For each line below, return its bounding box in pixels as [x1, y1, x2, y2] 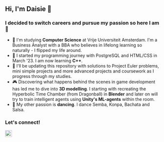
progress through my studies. [12, 73, 72, 79]
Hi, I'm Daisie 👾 [5, 5, 52, 13]
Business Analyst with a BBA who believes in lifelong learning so [12, 42, 142, 48]
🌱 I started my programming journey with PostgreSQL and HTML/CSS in [12, 52, 158, 58]
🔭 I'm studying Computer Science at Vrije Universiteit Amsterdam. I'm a [12, 37, 158, 43]
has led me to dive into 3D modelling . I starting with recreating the [12, 86, 146, 92]
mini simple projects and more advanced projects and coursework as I [12, 68, 154, 74]
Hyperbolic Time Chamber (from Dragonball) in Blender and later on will [12, 91, 158, 97]
